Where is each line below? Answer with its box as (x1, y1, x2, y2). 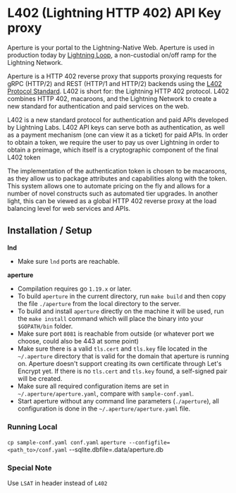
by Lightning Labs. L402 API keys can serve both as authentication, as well (7, 123, 225, 131)
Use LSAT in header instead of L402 (7, 479, 108, 487)
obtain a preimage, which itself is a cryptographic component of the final (7, 145, 218, 154)
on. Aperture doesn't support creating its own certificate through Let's (17, 359, 222, 367)
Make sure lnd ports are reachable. (17, 257, 120, 265)
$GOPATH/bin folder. (17, 322, 73, 330)
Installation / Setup (7, 224, 92, 237)
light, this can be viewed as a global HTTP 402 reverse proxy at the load (7, 196, 217, 205)
